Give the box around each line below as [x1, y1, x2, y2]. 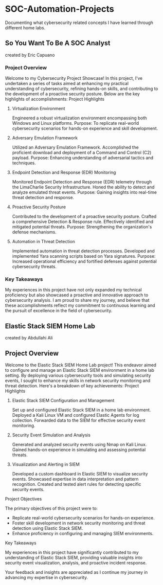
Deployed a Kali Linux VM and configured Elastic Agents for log [12, 412, 140, 418]
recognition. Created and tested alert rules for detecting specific [12, 481, 141, 487]
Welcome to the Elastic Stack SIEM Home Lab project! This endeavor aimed [5, 362, 157, 368]
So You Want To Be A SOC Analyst [5, 39, 110, 47]
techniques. [12, 160, 36, 166]
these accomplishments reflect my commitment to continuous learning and [5, 302, 156, 309]
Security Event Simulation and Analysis [12, 432, 91, 438]
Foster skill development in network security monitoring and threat [12, 520, 145, 526]
